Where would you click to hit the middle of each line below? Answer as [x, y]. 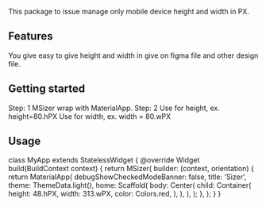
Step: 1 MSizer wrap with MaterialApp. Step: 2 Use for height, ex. [114, 108]
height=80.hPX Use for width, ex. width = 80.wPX [90, 116]
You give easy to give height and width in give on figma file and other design [133, 55]
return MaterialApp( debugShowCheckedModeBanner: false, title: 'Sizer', [127, 177]
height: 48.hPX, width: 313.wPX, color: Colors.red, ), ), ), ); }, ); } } [115, 194]
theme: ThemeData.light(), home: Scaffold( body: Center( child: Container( [130, 185]
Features [31, 36]
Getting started [47, 89]
